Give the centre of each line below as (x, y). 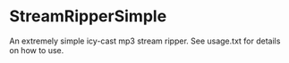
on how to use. (37, 50)
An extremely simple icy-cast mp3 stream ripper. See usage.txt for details (145, 41)
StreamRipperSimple (88, 16)
